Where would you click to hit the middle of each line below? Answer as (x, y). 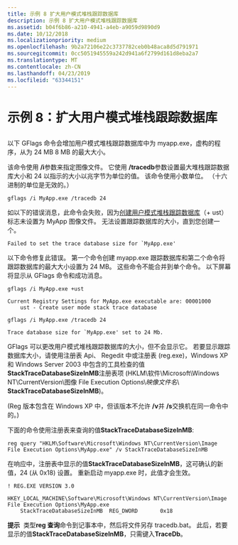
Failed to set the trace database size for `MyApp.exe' (92, 243)
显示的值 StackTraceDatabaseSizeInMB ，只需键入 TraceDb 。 (97, 534)
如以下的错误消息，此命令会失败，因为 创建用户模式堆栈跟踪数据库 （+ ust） (118, 212)
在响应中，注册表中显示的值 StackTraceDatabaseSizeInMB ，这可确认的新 (115, 463)
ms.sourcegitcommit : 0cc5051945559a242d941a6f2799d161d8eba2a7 (103, 54)
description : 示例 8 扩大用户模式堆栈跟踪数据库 (72, 21)
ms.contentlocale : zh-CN (44, 67)
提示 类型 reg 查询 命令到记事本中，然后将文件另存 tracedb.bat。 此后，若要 (118, 525)
